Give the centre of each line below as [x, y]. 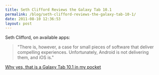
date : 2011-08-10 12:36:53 [33, 19]
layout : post [19, 23]
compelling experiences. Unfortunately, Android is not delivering [83, 52]
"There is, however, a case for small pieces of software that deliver [85, 47]
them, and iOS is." [35, 58]
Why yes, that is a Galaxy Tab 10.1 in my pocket [53, 67]
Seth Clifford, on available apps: [38, 37]
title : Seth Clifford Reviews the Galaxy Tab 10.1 [58, 10]
